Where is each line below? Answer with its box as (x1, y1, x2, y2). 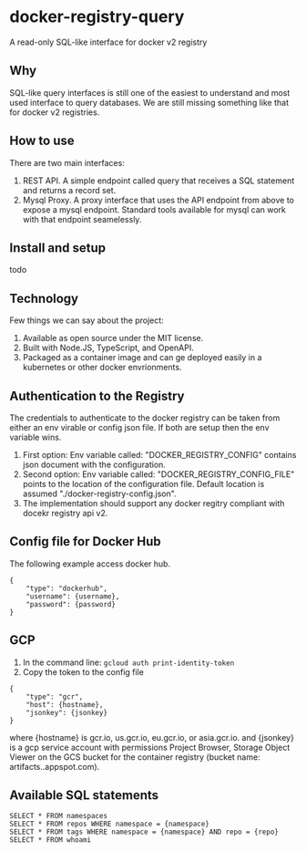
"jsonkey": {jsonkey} (25, 708, 107, 717)
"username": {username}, (25, 591, 120, 601)
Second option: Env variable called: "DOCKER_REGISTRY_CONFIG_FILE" (22, 469, 295, 480)
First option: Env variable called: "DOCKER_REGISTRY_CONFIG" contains (22, 450, 297, 460)
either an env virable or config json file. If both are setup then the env (9, 422, 270, 432)
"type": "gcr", (25, 691, 84, 701)
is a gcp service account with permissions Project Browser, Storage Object (9, 742, 291, 753)
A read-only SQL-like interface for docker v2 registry (9, 36, 208, 47)
